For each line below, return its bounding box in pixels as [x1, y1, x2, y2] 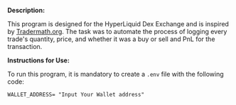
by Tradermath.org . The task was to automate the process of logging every [7, 28, 227, 35]
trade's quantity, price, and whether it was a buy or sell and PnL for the [7, 35, 215, 43]
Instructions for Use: [7, 56, 70, 65]
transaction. [7, 43, 43, 50]
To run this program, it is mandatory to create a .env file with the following [7, 70, 224, 78]
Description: [7, 6, 45, 14]
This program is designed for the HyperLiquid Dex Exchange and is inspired [7, 20, 230, 28]
